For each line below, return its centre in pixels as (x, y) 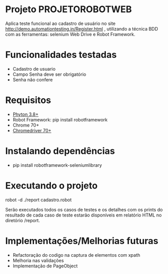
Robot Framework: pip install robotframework (60, 119)
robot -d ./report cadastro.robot (38, 200)
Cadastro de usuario (34, 69)
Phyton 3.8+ (25, 114)
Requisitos (28, 100)
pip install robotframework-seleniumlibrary (57, 165)
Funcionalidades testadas (61, 55)
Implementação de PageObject (45, 266)
